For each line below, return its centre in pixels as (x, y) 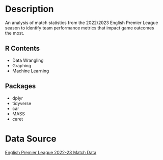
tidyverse (22, 103)
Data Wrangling (28, 60)
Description (29, 9)
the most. (15, 33)
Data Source (31, 139)
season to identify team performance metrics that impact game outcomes (80, 27)
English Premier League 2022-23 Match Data (51, 152)
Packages (20, 86)
